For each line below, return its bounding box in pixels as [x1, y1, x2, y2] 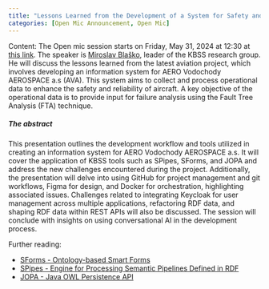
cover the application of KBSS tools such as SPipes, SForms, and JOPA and [8, 156, 258, 166]
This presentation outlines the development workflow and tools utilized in [8, 139, 250, 149]
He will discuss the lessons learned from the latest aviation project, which [8, 58, 251, 68]
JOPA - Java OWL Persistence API [19, 272, 134, 282]
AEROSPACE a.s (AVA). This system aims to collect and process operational [8, 75, 258, 85]
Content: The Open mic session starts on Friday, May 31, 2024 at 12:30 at [8, 41, 251, 50]
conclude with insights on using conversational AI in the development [8, 215, 238, 225]
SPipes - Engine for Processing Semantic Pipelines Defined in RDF [19, 263, 239, 273]
